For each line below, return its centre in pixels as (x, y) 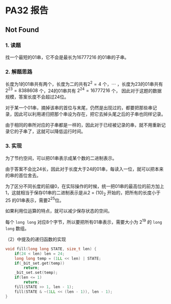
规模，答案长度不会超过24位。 (37, 97)
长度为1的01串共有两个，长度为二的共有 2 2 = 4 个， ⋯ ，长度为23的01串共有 (84, 84)
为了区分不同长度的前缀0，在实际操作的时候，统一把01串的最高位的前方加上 (85, 186)
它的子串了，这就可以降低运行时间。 (47, 131)
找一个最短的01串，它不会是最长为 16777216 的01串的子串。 (67, 57)
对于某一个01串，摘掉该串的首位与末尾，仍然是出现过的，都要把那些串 (79, 108)
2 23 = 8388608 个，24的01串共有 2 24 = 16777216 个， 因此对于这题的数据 (83, 90)
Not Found (22, 29)
